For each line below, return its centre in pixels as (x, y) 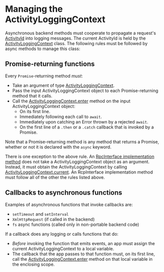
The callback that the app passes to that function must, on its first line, (83, 254)
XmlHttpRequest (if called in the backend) (53, 219)
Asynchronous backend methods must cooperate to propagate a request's (81, 33)
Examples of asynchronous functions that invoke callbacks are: (69, 204)
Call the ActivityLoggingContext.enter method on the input (71, 101)
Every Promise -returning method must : (44, 76)
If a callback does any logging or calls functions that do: (62, 234)
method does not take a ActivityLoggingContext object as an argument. (77, 161)
